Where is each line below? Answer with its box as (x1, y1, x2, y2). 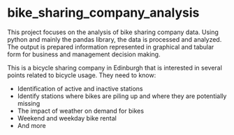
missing (17, 99, 41, 107)
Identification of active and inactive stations (17, 84, 143, 93)
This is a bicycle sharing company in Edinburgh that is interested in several (7, 63, 222, 72)
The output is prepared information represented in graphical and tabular (7, 42, 214, 51)
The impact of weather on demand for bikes (17, 106, 145, 115)
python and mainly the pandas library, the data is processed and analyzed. (7, 35, 222, 43)
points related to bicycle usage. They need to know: (7, 71, 156, 79)
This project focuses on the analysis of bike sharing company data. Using (7, 28, 219, 36)
